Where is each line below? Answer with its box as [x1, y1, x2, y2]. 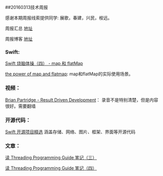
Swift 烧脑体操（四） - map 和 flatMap [5, 60, 83, 66]
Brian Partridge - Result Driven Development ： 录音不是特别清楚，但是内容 [5, 97, 159, 103]
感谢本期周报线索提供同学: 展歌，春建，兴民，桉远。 [5, 15, 112, 21]
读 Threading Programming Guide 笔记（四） [5, 165, 97, 171]
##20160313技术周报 [5, 4, 48, 10]
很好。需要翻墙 [5, 103, 36, 109]
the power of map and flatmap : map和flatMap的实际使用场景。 [5, 71, 133, 77]
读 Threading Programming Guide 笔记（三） [5, 155, 97, 161]
